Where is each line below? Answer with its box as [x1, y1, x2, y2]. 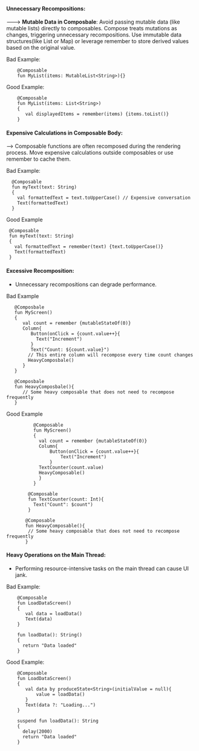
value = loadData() [36, 691, 85, 697]
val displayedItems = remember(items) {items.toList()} [25, 111, 169, 118]
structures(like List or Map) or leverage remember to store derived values [6, 38, 189, 45]
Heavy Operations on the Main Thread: [6, 552, 106, 559]
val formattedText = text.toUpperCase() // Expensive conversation [17, 195, 191, 201]
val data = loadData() [25, 610, 83, 616]
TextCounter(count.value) [38, 464, 104, 470]
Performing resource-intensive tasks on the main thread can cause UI [15, 564, 189, 572]
